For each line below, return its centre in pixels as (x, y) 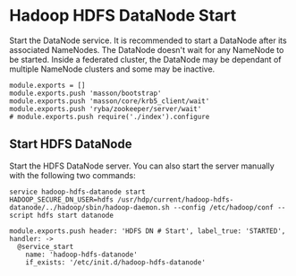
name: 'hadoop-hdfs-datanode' (82, 254)
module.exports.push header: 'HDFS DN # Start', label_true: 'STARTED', (148, 231)
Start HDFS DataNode (71, 144)
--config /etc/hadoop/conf (224, 207)
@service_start (46, 246)
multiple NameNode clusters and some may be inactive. (112, 69)
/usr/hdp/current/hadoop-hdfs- (176, 199)
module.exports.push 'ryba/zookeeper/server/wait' (106, 108)
